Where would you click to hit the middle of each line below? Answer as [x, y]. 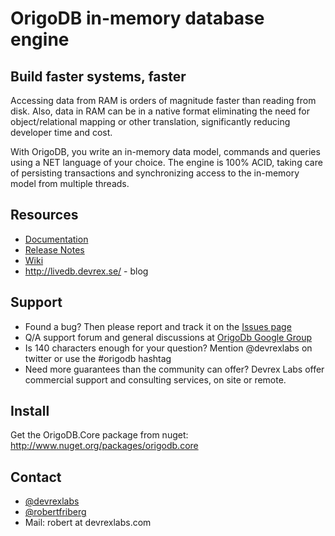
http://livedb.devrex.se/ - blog [86, 271]
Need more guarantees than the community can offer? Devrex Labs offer [174, 369]
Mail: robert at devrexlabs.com [88, 523]
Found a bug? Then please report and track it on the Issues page [158, 326]
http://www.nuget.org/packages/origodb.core [104, 446]
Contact [36, 477]
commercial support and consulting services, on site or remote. [155, 379]
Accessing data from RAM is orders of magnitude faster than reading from [163, 100]
